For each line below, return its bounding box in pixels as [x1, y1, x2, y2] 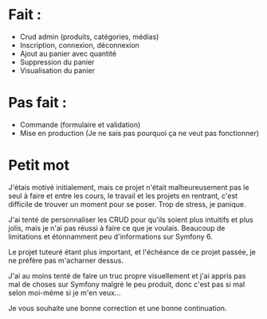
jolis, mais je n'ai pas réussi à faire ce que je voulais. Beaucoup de [8, 223, 226, 232]
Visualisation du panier [19, 65, 96, 75]
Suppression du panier [19, 57, 95, 67]
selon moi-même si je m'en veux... [8, 288, 121, 298]
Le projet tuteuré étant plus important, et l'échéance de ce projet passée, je [8, 247, 257, 256]
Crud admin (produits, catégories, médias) [19, 32, 159, 41]
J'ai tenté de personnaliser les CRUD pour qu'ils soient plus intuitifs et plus [8, 215, 253, 224]
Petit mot [8, 157, 70, 174]
